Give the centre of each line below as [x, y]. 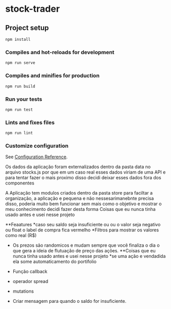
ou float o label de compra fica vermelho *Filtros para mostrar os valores [82, 230]
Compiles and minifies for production [52, 76]
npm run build [20, 86]
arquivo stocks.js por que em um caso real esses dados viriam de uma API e [86, 172]
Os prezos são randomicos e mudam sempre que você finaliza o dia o [86, 245]
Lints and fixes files [30, 122]
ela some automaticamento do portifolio [55, 262]
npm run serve [20, 63]
